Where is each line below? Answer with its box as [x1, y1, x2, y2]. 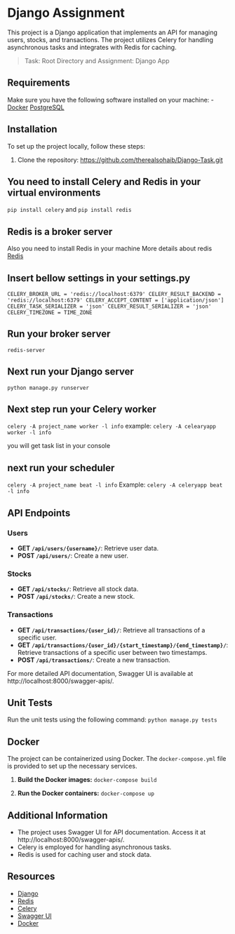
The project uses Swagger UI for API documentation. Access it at [17, 827, 206, 836]
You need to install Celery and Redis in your [7, 175, 201, 187]
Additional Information [7, 809, 108, 821]
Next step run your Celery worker [7, 403, 156, 415]
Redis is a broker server [7, 226, 113, 238]
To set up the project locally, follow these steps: [7, 142, 146, 150]
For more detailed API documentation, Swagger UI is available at [7, 669, 194, 677]
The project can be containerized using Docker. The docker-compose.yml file [7, 754, 227, 763]
